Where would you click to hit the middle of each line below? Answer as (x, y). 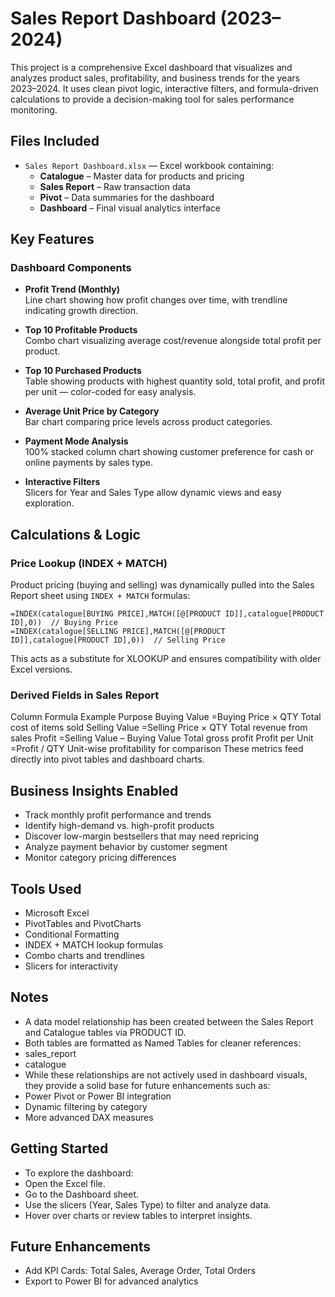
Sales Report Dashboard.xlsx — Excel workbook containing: (149, 165)
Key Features (52, 239)
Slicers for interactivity (71, 966)
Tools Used (46, 888)
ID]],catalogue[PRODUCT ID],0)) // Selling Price (118, 640)
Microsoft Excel (57, 913)
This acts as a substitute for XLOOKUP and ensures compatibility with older (166, 659)
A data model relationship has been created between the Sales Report (169, 1021)
